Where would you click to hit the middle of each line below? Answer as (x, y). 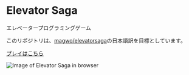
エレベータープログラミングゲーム (49, 28)
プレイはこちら (25, 53)
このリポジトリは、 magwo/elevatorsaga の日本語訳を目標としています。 (96, 40)
